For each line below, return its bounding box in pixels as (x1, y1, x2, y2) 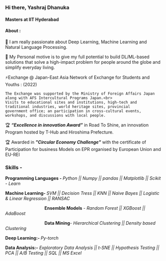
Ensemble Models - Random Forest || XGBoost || (44, 205, 146, 211)
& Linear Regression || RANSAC (5, 196, 70, 202)
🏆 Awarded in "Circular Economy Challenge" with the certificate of (5, 139, 147, 145)
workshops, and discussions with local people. (5, 113, 106, 118)
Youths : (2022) (5, 81, 37, 87)
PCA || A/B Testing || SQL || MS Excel (5, 250, 82, 256)
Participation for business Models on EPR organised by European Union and (5, 146, 161, 152)
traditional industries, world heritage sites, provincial (5, 104, 131, 109)
